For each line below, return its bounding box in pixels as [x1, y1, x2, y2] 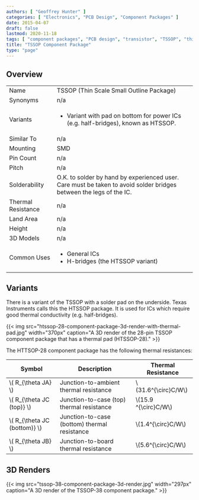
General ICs [66, 249, 99, 258]
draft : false [6, 25, 38, 31]
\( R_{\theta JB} [9, 437, 52, 445]
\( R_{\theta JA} [9, 378, 52, 387]
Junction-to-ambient [60, 378, 120, 387]
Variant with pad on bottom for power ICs [66, 111, 182, 119]
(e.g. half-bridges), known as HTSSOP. [66, 119, 176, 127]
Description [78, 365, 112, 373]
